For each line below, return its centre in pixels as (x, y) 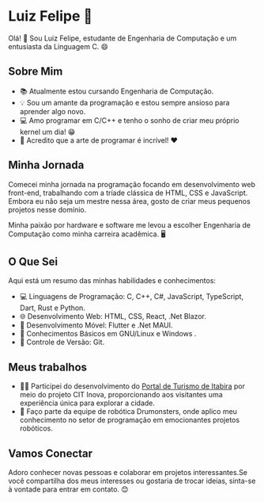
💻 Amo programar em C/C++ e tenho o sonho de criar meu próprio (129, 120)
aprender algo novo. (53, 111)
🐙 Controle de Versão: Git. (62, 342)
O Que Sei (33, 261)
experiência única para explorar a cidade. (87, 403)
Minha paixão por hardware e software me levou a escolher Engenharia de (130, 224)
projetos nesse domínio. (47, 209)
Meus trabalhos (48, 367)
